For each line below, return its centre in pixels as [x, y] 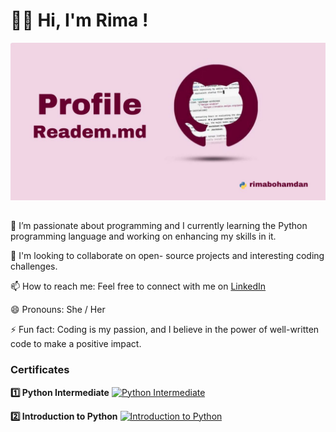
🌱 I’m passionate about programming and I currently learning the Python [159, 226]
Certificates [40, 370]
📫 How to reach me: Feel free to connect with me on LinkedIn [138, 286]
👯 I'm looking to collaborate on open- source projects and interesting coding [167, 256]
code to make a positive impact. [76, 344]
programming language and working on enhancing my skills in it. [143, 236]
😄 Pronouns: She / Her [58, 310]
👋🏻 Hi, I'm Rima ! [79, 20]
